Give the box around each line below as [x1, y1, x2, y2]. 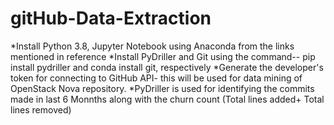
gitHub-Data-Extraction [10, 7, 212, 30]
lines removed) [10, 103, 72, 116]
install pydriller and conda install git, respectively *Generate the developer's [10, 61, 324, 73]
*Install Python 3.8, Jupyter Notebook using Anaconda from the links [10, 40, 295, 52]
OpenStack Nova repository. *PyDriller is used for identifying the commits [10, 82, 315, 94]
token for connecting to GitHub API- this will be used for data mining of [10, 72, 303, 84]
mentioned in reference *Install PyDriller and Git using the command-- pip [10, 50, 316, 62]
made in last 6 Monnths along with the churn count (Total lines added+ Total [10, 93, 325, 105]
